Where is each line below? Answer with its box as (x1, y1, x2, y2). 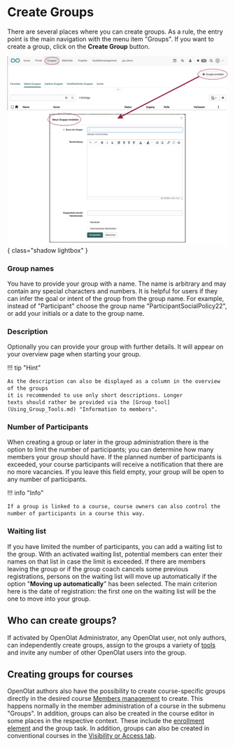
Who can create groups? (7, 615, 117, 627)
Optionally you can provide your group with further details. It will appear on (7, 342, 224, 351)
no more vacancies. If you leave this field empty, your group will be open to (7, 468, 225, 476)
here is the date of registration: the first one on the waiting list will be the (7, 587, 217, 595)
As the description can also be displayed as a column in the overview (7, 378, 220, 385)
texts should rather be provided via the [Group (7, 399, 152, 406)
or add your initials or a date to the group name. (7, 309, 145, 317)
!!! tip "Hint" (7, 363, 41, 372)
